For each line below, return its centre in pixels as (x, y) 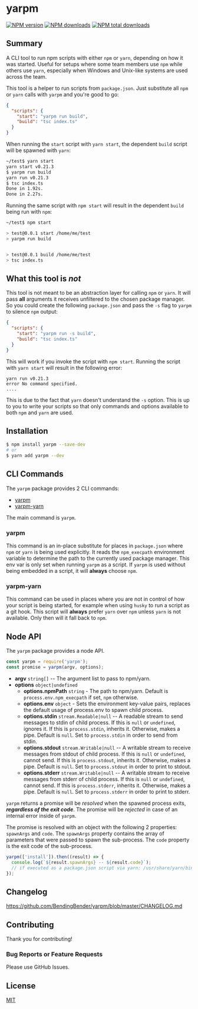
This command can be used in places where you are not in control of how (95, 599)
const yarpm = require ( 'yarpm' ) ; (47, 662)
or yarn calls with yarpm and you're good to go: (62, 94)
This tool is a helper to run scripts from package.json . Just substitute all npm (97, 88)
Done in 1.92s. (25, 189)
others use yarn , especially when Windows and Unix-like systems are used (97, 70)
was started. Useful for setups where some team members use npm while (94, 64)
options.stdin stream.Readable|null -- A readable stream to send (103, 716)
